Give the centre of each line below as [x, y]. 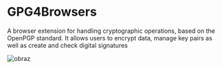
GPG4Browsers [52, 12]
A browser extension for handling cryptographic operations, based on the [111, 31]
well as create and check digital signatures [68, 45]
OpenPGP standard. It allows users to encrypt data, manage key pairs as [110, 38]
